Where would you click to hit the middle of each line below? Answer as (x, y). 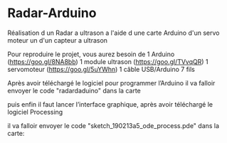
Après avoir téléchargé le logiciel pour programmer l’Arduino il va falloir (111, 83)
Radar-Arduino (52, 13)
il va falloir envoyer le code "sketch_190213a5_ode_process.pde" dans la (113, 125)
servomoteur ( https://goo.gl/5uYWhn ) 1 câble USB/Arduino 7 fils (101, 69)
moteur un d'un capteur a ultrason (58, 40)
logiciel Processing (35, 112)
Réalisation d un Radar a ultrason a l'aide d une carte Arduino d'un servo (114, 33)
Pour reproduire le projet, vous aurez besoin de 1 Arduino (91, 54)
